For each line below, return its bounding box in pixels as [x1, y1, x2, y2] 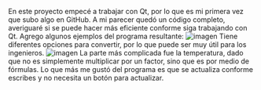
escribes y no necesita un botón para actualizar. [8, 74, 164, 82]
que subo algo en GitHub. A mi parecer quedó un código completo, [8, 15, 226, 24]
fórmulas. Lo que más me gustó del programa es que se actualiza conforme [8, 65, 254, 74]
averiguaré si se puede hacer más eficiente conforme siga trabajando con [8, 23, 248, 32]
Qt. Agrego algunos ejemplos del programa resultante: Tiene [8, 31, 238, 41]
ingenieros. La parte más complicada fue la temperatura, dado [8, 49, 244, 57]
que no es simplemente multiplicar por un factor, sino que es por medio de [8, 56, 250, 66]
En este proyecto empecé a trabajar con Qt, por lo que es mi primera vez [8, 7, 244, 16]
